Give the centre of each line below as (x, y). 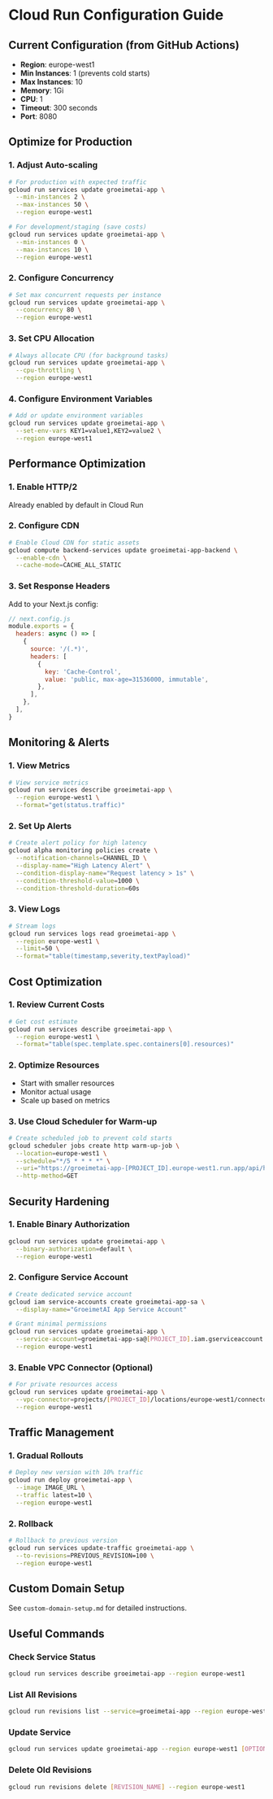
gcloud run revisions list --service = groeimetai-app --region (116, 1712)
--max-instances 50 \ (52, 205)
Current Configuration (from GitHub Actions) (124, 45)
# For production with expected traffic (78, 182)
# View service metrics (49, 783)
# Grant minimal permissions (58, 1324)
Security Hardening (59, 1201)
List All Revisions (43, 1694)
